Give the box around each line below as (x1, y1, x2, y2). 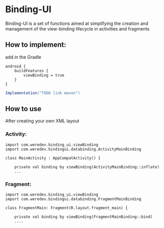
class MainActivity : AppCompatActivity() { (5, 155, 101, 160)
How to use (5, 105, 42, 113)
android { (5, 63, 26, 69)
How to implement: (5, 41, 67, 49)
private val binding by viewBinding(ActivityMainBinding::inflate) (14, 164, 159, 170)
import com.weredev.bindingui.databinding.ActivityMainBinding (5, 146, 142, 152)
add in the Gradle (5, 54, 42, 60)
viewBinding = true (23, 73, 65, 78)
